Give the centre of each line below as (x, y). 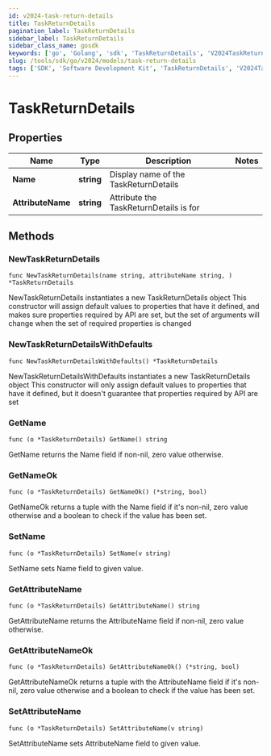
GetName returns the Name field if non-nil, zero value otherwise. (116, 455)
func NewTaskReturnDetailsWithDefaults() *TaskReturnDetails (113, 361)
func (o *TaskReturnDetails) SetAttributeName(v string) (106, 728)
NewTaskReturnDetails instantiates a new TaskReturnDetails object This (128, 298)
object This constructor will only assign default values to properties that (128, 385)
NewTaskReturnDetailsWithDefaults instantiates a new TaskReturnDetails (129, 376)
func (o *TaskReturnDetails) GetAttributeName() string (104, 606)
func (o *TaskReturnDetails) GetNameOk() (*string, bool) (108, 492)
